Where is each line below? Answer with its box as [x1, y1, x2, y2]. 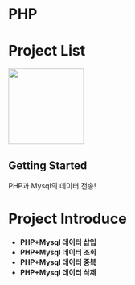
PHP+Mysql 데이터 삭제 [19, 267, 96, 277]
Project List [8, 42, 86, 60]
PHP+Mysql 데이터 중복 [19, 257, 96, 266]
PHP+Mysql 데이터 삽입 [19, 237, 96, 246]
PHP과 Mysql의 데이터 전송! [8, 180, 96, 190]
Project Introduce [8, 210, 127, 228]
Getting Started [8, 159, 88, 172]
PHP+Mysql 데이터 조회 [19, 247, 96, 257]
